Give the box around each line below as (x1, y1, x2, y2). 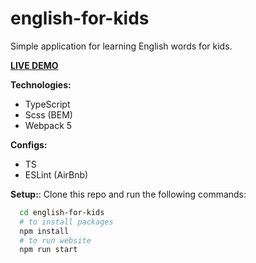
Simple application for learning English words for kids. (10, 40, 233, 52)
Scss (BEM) (24, 108, 73, 121)
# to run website (19, 235, 92, 246)
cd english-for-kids (19, 207, 105, 217)
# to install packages (19, 217, 114, 227)
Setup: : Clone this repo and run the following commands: (10, 188, 247, 200)
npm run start (19, 245, 78, 255)
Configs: (10, 138, 48, 151)
